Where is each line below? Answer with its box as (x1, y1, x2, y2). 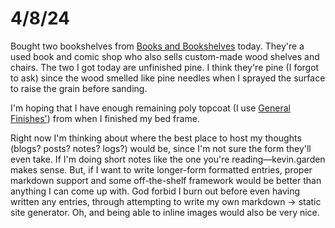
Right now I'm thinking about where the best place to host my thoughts (10, 132, 302, 144)
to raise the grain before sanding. (10, 82, 148, 94)
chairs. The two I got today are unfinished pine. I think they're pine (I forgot (10, 61, 320, 73)
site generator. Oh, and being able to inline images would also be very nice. (10, 206, 320, 218)
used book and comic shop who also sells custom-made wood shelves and (10, 50, 320, 62)
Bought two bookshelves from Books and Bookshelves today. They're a (10, 40, 305, 52)
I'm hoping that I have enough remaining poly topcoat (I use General (10, 102, 291, 114)
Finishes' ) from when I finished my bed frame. (10, 112, 200, 124)
